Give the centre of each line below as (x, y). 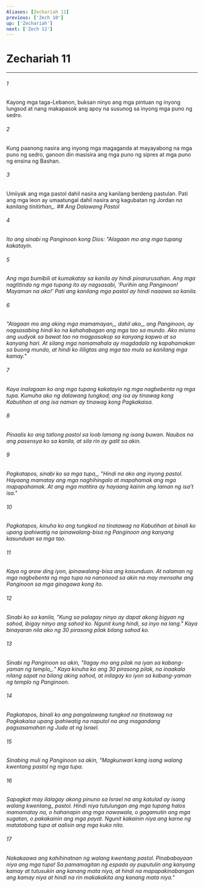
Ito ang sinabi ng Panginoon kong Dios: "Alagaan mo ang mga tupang (94, 239)
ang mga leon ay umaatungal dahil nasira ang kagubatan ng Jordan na (94, 200)
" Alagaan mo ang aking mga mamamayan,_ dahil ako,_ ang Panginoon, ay (100, 324)
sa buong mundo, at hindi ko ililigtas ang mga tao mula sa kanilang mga (97, 350)
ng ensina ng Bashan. (33, 161)
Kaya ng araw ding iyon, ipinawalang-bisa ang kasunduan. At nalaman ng (100, 571)
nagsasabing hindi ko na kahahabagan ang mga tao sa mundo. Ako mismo (101, 330)
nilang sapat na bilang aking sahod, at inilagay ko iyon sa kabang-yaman (99, 675)
